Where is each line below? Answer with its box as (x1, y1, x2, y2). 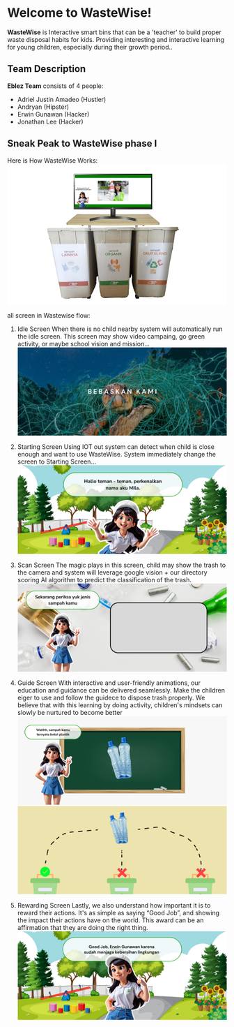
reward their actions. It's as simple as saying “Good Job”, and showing (17, 909, 220, 917)
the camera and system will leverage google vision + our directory (17, 568, 208, 577)
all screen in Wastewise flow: (7, 311, 91, 319)
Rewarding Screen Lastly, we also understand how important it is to (17, 901, 211, 910)
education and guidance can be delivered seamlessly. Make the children (17, 686, 225, 695)
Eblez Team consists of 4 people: (7, 82, 104, 90)
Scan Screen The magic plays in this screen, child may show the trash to (17, 561, 226, 569)
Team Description (7, 63, 86, 75)
